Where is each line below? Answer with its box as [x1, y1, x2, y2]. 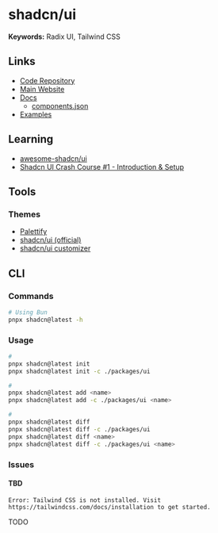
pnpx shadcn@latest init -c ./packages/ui [8, 367, 151, 375]
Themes [8, 209, 41, 220]
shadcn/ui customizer [19, 243, 91, 253]
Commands [8, 290, 54, 301]
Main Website [19, 84, 65, 94]
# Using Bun [8, 308, 48, 316]
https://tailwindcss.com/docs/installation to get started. [8, 503, 212, 511]
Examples [19, 109, 52, 119]
